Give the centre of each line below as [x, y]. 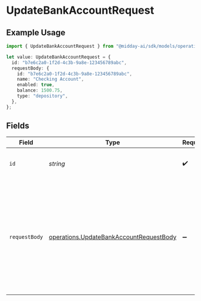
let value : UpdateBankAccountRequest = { [59, 57]
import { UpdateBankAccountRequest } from [60, 46]
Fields [18, 126]
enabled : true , [36, 85]
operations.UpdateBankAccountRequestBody [112, 237]
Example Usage [36, 33]
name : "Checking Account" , [51, 79]
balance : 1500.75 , [40, 90]
